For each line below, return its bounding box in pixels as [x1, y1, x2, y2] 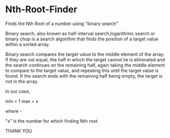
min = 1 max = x [5, 98, 39, 104]
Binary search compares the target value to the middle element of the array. [5, 51, 165, 57]
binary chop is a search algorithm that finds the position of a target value [5, 36, 158, 42]
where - [5, 108, 22, 114]
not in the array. [5, 78, 39, 84]
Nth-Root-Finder [5, 4, 78, 15]
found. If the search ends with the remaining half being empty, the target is [5, 73, 163, 79]
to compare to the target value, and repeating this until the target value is [5, 67, 159, 74]
